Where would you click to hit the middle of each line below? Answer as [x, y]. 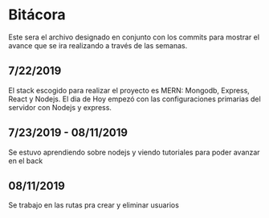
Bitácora [37, 15]
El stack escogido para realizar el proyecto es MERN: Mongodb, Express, [129, 90]
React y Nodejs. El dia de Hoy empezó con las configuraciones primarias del [134, 99]
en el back [26, 160]
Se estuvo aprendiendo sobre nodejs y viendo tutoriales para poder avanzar [134, 152]
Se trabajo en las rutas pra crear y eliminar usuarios [94, 205]
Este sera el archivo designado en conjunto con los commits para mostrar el [134, 37]
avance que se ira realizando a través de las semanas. [98, 45]
